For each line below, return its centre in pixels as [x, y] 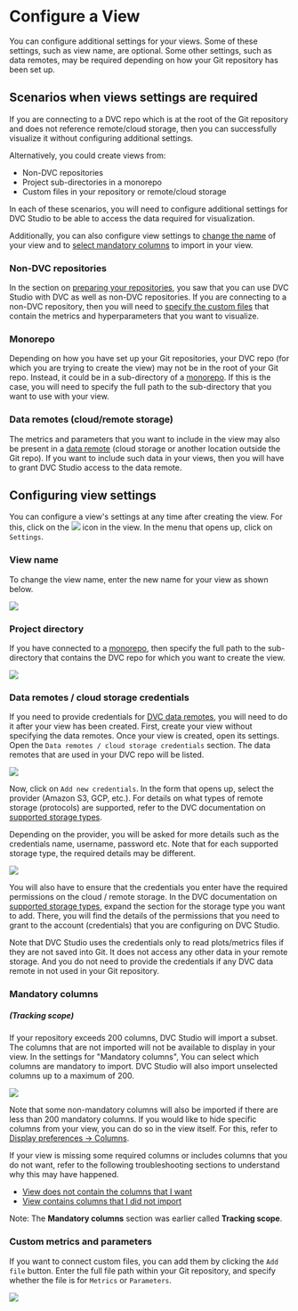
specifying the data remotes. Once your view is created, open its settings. [145, 736]
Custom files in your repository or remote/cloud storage [124, 191]
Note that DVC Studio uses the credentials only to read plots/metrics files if [147, 943]
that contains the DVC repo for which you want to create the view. [165, 658]
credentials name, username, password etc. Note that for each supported [144, 844]
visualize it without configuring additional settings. [101, 138]
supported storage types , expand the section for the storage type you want [147, 906]
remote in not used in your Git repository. [85, 971]
